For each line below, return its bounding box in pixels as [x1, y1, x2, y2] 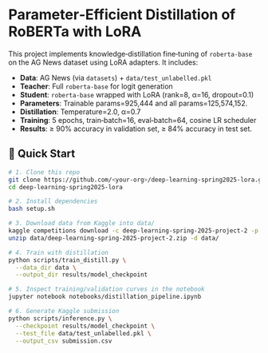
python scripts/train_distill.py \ [8, 256, 127, 264]
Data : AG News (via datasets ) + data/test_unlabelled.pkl [19, 73, 212, 82]
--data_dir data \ [15, 264, 77, 272]
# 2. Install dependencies [8, 197, 98, 205]
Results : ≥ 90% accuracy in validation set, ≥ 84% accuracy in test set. [19, 124, 253, 133]
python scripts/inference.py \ [8, 314, 112, 323]
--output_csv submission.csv [15, 337, 112, 345]
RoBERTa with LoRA [8, 22, 142, 41]
